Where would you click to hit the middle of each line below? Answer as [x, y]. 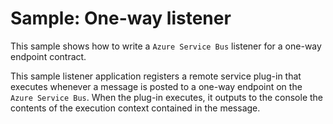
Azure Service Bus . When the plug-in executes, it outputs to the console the [166, 97]
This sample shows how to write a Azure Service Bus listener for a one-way [166, 46]
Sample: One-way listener [121, 18]
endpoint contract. [48, 56]
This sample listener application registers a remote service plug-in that [156, 76]
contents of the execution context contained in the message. [135, 108]
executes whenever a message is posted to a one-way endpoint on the [156, 86]
